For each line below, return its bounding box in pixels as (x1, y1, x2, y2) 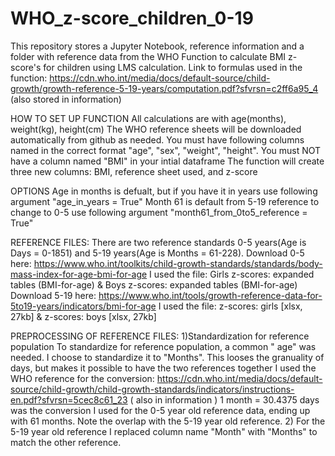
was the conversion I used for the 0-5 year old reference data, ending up (10, 404, 311, 416)
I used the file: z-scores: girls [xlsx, (158, 300, 303, 312)
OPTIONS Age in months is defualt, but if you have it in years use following (10, 185, 318, 197)
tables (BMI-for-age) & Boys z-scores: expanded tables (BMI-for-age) (10, 278, 298, 291)
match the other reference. (10, 436, 122, 448)
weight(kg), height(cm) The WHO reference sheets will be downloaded (10, 123, 302, 135)
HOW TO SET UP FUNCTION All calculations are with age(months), (10, 112, 287, 124)
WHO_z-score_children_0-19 (10, 7, 254, 30)
